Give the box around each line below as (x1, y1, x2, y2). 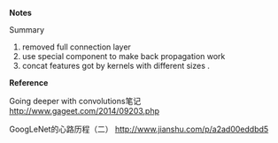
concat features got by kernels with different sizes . (21, 61, 211, 71)
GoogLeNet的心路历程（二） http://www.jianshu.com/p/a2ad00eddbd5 (9, 124, 269, 134)
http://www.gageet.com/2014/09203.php (9, 106, 160, 116)
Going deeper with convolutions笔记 (9, 96, 142, 106)
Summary (9, 25, 45, 34)
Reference (9, 78, 49, 87)
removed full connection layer (21, 41, 131, 52)
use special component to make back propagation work (21, 51, 226, 61)
